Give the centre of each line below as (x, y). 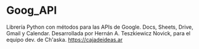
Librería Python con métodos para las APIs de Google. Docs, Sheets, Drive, (100, 27)
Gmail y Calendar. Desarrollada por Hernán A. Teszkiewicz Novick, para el (98, 33)
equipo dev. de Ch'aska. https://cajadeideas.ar (64, 39)
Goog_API (32, 10)
